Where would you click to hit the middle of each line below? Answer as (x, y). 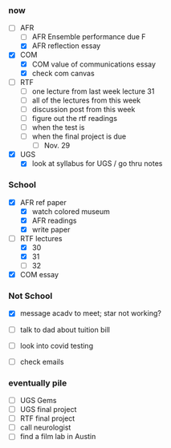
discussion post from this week (83, 109)
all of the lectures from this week (86, 100)
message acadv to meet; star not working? (91, 313)
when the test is (58, 127)
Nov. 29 (57, 146)
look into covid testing (57, 345)
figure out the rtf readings (75, 118)
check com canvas (63, 73)
